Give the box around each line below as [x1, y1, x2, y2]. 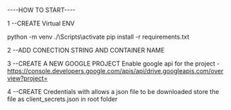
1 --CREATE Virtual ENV [7, 19, 75, 27]
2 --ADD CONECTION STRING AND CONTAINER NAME [7, 46, 165, 54]
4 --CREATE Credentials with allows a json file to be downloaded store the [7, 88, 220, 95]
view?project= [7, 74, 49, 82]
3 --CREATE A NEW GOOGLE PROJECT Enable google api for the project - [7, 59, 220, 68]
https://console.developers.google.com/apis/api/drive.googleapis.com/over [7, 67, 224, 75]
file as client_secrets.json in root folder [7, 95, 118, 103]
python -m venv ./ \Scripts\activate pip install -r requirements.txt [7, 33, 189, 41]
